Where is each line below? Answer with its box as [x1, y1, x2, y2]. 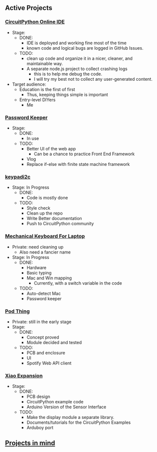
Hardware [26, 265, 47, 271]
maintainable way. [26, 60, 63, 66]
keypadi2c [5, 173, 31, 180]
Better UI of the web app [26, 145, 76, 151]
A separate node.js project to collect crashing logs [26, 66, 128, 72]
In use [26, 135, 39, 141]
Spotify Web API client [26, 360, 72, 366]
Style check [26, 205, 51, 211]
